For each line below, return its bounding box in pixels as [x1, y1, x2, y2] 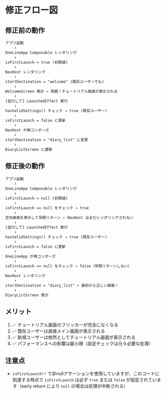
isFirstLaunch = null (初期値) [5, 195, 68, 200]
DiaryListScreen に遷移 [5, 147, 52, 152]
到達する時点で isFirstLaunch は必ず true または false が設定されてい [12, 377, 157, 383]
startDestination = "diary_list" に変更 [5, 137, 88, 142]
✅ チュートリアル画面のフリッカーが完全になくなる [12, 321, 118, 327]
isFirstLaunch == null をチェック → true [5, 205, 89, 210]
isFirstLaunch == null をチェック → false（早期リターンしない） [5, 263, 132, 268]
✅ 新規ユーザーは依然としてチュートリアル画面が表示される [12, 334, 136, 340]
